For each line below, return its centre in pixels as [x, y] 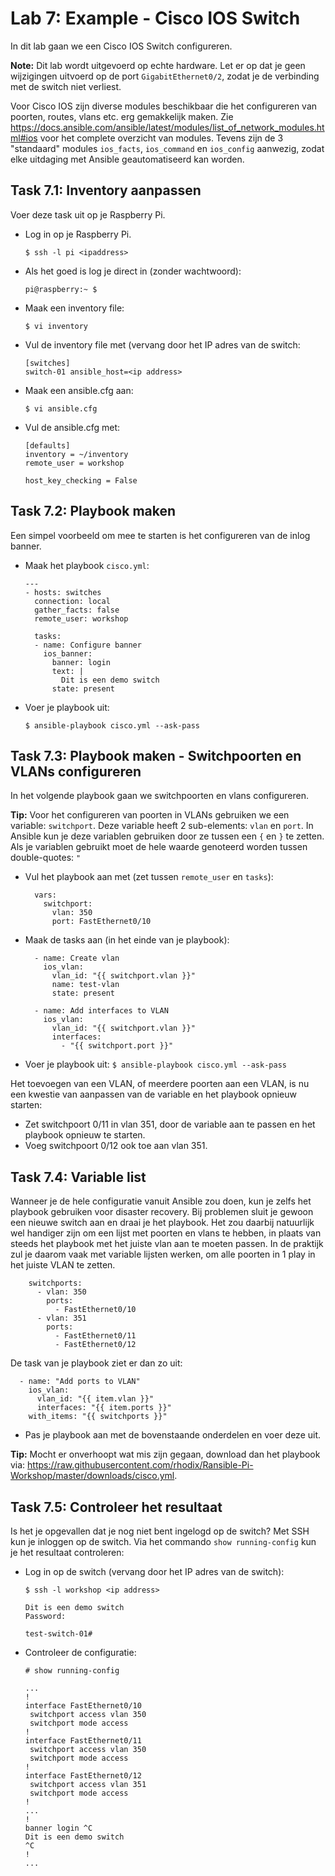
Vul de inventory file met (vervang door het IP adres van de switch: [162, 344]
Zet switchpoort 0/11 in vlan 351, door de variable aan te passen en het [170, 1124]
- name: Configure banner [88, 645]
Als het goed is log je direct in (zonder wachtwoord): [133, 271]
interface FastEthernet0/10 [83, 1706]
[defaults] [47, 445]
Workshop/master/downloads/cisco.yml [92, 1476]
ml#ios [24, 138]
